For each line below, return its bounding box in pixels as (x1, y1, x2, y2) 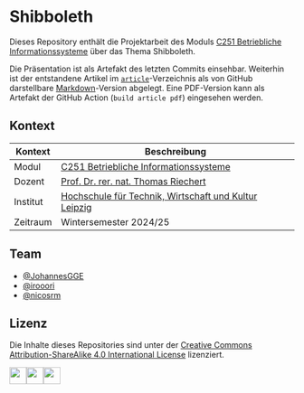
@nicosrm (22, 289, 62, 300)
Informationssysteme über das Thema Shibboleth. (9, 45, 196, 56)
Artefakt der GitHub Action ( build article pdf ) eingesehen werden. (9, 92, 264, 103)
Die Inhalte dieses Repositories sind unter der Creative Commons (9, 340, 252, 351)
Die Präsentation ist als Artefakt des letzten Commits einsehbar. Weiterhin (9, 63, 285, 74)
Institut (14, 195, 43, 208)
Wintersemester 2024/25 (60, 215, 170, 228)
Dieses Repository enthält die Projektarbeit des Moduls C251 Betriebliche (9, 36, 282, 47)
